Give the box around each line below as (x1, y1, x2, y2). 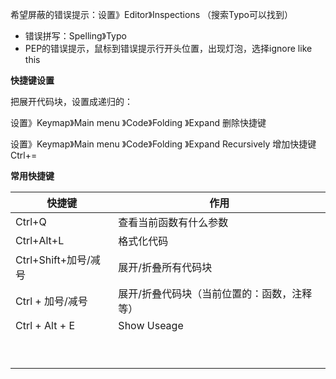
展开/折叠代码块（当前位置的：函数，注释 (118, 287, 313, 300)
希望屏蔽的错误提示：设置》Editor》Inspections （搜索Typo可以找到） (10, 9, 293, 20)
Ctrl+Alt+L (15, 234, 65, 247)
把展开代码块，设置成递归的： (10, 96, 133, 107)
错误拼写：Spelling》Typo (24, 30, 127, 42)
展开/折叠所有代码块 (118, 261, 213, 274)
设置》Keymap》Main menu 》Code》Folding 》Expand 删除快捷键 (10, 117, 267, 128)
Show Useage (118, 319, 184, 332)
